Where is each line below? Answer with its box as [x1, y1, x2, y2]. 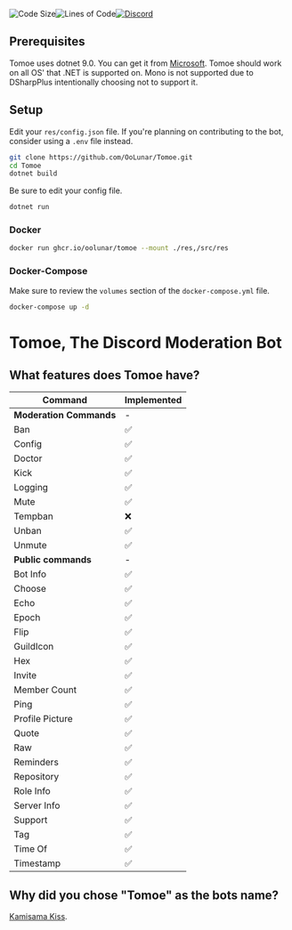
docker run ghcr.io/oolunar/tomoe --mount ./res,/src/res [9, 244, 229, 253]
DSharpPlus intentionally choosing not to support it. [9, 77, 199, 87]
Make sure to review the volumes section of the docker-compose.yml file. [9, 285, 270, 295]
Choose [13, 583, 47, 595]
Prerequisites [9, 34, 85, 49]
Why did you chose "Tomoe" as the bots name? [9, 887, 279, 902]
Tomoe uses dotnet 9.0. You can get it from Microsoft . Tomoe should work [9, 58, 282, 69]
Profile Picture [13, 713, 73, 725]
